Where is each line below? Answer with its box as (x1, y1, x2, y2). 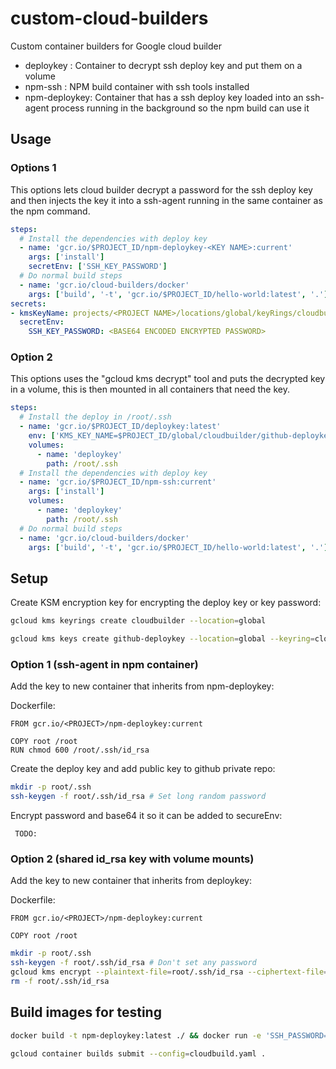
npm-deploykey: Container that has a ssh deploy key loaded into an (24, 91, 304, 103)
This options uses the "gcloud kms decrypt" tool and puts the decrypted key (10, 373, 326, 385)
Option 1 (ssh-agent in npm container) (10, 657, 199, 671)
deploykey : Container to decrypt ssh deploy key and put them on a (24, 59, 303, 71)
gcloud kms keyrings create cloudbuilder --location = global (10, 616, 267, 626)
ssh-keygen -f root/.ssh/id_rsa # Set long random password (10, 792, 267, 802)
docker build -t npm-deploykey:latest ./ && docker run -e (10, 1030, 262, 1041)
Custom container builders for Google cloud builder (10, 40, 222, 52)
